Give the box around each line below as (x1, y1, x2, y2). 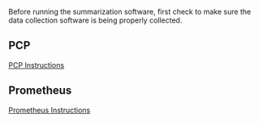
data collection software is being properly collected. (8, 15, 183, 25)
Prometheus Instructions (8, 105, 91, 115)
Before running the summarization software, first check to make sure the (8, 7, 252, 16)
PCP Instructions (8, 60, 65, 69)
